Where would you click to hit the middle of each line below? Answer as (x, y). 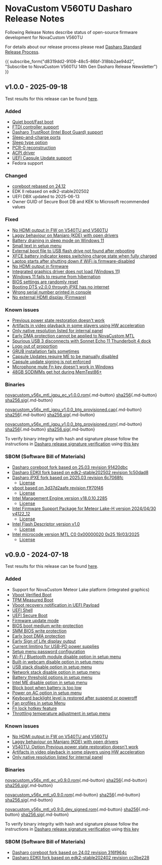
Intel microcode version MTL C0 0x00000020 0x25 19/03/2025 (76, 534)
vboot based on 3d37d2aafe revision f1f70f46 (57, 488)
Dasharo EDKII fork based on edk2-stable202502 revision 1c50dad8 (80, 472)
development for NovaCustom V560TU (44, 37)
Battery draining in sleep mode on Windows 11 (58, 240)
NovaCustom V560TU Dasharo (69, 8)
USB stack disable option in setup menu (52, 667)
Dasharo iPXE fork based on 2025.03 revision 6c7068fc (68, 477)
